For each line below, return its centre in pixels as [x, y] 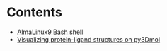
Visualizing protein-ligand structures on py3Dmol [88, 39]
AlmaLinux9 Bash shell [50, 32]
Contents [35, 12]
